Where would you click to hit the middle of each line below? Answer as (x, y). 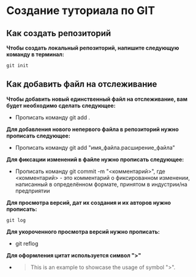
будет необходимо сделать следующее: (61, 105)
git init (17, 65)
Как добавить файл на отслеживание (82, 84)
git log (16, 220)
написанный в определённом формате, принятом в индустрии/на (101, 184)
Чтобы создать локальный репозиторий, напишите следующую (93, 48)
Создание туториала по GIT (81, 11)
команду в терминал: (35, 54)
